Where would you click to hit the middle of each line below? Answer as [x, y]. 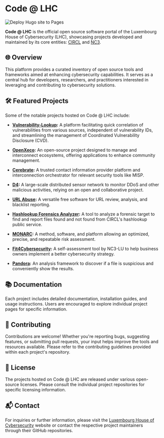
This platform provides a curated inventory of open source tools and [74, 69]
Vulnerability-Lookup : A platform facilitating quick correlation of [78, 125]
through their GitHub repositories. [39, 430]
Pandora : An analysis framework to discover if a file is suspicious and [83, 263]
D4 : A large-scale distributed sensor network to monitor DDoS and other [86, 184]
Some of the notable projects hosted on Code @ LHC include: [68, 115]
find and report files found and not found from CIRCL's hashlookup [80, 219]
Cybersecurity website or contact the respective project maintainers [74, 425]
